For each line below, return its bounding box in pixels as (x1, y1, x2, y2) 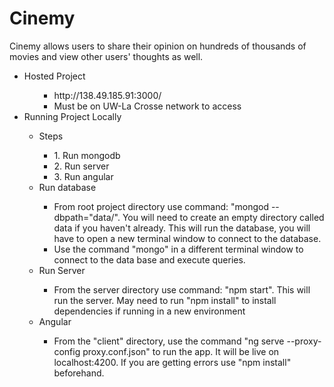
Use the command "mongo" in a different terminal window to (53, 243, 304, 255)
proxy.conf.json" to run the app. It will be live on (82, 345, 280, 357)
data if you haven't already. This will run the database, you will (53, 222, 311, 234)
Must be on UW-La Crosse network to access (53, 100, 242, 112)
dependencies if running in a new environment (53, 305, 246, 317)
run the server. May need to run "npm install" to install (53, 294, 277, 306)
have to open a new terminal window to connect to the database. (53, 232, 322, 244)
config (53, 345, 81, 357)
